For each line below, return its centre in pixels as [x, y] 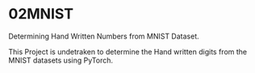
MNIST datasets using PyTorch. [61, 60]
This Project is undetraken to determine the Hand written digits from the [128, 51]
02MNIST [41, 14]
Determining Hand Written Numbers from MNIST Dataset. [104, 36]
